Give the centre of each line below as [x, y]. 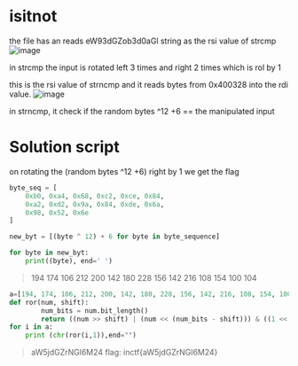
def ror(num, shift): [49, 302]
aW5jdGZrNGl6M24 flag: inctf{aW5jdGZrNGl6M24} [124, 353]
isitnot [33, 16]
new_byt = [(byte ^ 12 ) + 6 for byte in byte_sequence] [114, 237]
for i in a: [31, 327]
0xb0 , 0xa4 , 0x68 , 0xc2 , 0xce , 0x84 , [95, 196]
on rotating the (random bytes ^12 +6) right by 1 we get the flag [124, 171]
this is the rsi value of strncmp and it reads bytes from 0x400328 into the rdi [149, 84]
